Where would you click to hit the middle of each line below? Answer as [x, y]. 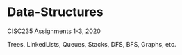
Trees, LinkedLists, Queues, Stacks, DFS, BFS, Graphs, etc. [92, 44]
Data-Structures [55, 12]
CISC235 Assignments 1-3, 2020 [54, 31]
